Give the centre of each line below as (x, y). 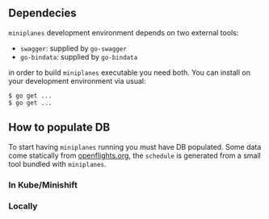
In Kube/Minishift (43, 184)
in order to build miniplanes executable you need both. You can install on (129, 72)
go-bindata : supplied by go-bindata (79, 56)
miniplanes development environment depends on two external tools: (124, 32)
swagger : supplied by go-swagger (73, 48)
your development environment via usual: (77, 81)
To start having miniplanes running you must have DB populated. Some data (135, 147)
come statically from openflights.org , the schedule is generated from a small (134, 155)
